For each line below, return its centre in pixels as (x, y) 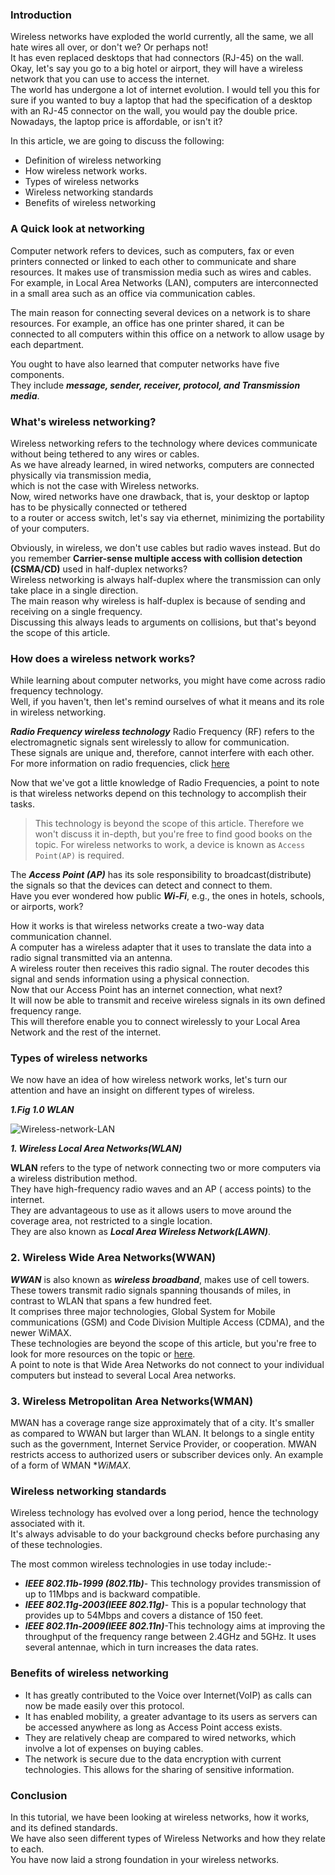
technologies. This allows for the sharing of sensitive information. (159, 1769)
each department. (47, 344)
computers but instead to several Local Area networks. (123, 1375)
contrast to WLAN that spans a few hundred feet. (111, 1300)
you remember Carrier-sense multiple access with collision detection (156, 558)
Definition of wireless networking (93, 160)
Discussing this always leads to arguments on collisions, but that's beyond (163, 622)
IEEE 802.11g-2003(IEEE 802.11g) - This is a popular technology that (165, 1605)
